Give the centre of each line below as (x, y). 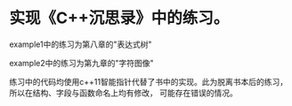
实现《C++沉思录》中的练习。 (119, 18)
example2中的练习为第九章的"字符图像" (81, 63)
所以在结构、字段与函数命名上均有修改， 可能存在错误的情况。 (123, 93)
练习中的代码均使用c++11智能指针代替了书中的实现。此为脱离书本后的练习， (148, 81)
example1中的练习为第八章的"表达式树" (81, 44)
